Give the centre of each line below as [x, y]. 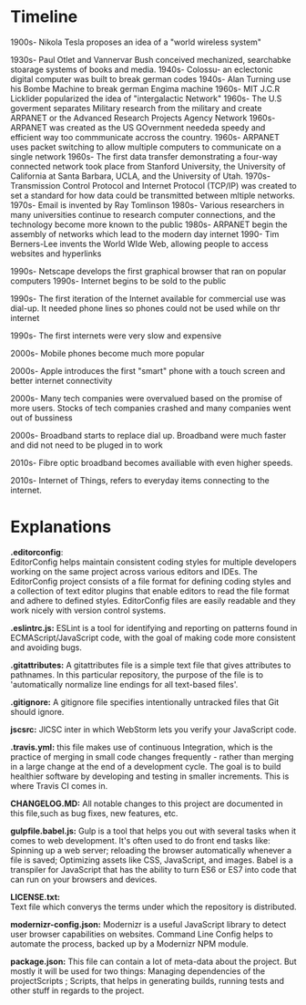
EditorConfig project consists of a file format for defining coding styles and [151, 581]
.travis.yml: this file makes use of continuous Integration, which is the [142, 747]
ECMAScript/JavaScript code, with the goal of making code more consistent [153, 637]
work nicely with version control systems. [88, 610]
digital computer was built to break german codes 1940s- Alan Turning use [151, 78]
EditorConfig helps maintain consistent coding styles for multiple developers [153, 562]
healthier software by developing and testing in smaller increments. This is [150, 776]
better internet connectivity [61, 380]
